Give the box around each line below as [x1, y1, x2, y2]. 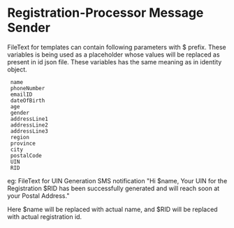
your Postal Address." [7, 191, 70, 200]
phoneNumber [10, 85, 45, 92]
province [10, 140, 36, 147]
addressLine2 [10, 121, 49, 129]
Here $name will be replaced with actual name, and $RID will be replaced [7, 205, 218, 213]
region [10, 134, 30, 141]
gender [10, 109, 30, 116]
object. [7, 65, 28, 73]
